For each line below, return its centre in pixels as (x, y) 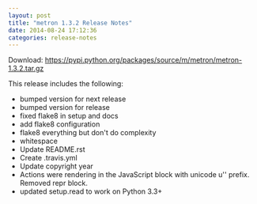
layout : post (30, 15)
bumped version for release (65, 108)
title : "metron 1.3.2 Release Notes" (70, 23)
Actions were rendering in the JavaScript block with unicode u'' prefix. (134, 175)
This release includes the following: (66, 84)
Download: (26, 60)
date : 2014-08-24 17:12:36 (53, 30)
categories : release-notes (53, 38)
